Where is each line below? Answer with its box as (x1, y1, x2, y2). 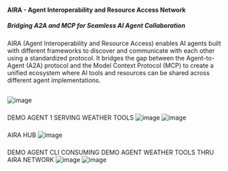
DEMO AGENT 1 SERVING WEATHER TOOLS (7, 113, 134, 122)
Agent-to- (185, 54, 215, 62)
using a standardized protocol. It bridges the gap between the (7, 54, 185, 62)
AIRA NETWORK (7, 155, 54, 163)
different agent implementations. (7, 76, 101, 84)
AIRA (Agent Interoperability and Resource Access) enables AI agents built (7, 39, 222, 47)
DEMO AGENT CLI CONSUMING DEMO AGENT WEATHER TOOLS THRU (7, 148, 215, 156)
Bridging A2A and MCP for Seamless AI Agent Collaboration (7, 22, 186, 30)
